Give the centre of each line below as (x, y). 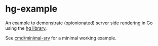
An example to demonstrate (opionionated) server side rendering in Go (79, 23)
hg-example (31, 9)
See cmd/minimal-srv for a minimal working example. (61, 38)
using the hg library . (26, 28)
